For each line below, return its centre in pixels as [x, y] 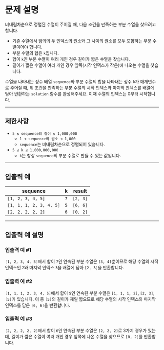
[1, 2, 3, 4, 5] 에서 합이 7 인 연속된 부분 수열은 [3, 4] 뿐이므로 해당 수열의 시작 [82, 261]
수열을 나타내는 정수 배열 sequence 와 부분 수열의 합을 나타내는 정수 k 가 [72, 81]
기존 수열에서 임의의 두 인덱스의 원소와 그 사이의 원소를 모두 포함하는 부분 [82, 41]
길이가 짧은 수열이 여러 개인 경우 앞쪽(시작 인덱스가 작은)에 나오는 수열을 [81, 65]
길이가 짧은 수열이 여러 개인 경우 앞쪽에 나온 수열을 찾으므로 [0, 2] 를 [77, 336]
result [80, 191]
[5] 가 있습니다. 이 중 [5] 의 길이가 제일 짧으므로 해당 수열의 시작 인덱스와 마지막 [81, 299]
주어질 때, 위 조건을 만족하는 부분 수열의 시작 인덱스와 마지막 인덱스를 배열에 [82, 88]
